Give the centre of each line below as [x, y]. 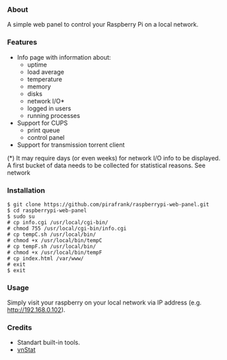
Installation [26, 190]
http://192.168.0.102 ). [36, 310]
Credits [19, 328]
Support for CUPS [42, 123]
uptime [37, 64]
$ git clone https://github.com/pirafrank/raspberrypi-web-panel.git [108, 204]
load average [46, 72]
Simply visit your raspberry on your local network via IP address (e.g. [104, 302]
